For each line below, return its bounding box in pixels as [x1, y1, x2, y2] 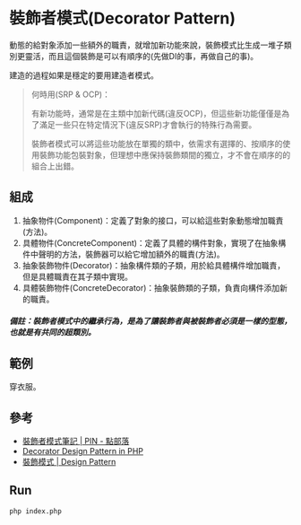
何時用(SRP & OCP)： [30, 89, 110, 100]
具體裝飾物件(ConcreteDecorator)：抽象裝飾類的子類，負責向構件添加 [21, 282, 280, 293]
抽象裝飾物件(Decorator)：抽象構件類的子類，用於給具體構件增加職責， [21, 259, 285, 270]
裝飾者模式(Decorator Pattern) [9, 8, 236, 29]
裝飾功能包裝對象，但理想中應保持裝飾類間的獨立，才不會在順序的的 [39, 149, 291, 160]
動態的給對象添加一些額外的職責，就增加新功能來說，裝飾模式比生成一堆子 [9, 39, 284, 50]
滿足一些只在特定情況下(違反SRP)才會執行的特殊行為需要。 [39, 118, 257, 130]
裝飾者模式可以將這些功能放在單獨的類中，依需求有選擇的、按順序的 [30, 138, 283, 149]
